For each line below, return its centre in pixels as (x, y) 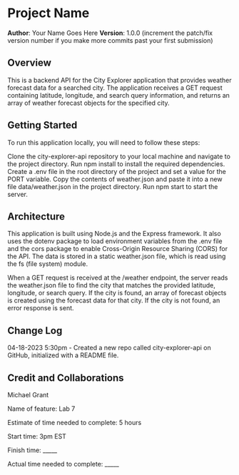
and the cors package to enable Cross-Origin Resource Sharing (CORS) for (118, 249)
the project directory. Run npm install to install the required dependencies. (116, 164)
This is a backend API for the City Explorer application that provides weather (119, 80)
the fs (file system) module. (47, 264)
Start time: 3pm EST (37, 436)
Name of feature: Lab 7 (41, 409)
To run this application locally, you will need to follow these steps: (104, 142)
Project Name (49, 13)
